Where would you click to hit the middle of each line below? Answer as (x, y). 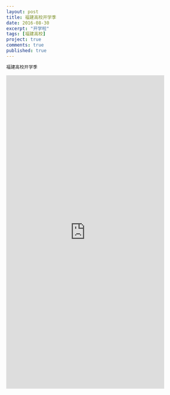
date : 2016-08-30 (28, 23)
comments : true (25, 45)
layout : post (22, 12)
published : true (26, 51)
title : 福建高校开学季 (31, 17)
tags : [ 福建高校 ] (26, 34)
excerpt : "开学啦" (28, 28)
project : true (24, 39)
